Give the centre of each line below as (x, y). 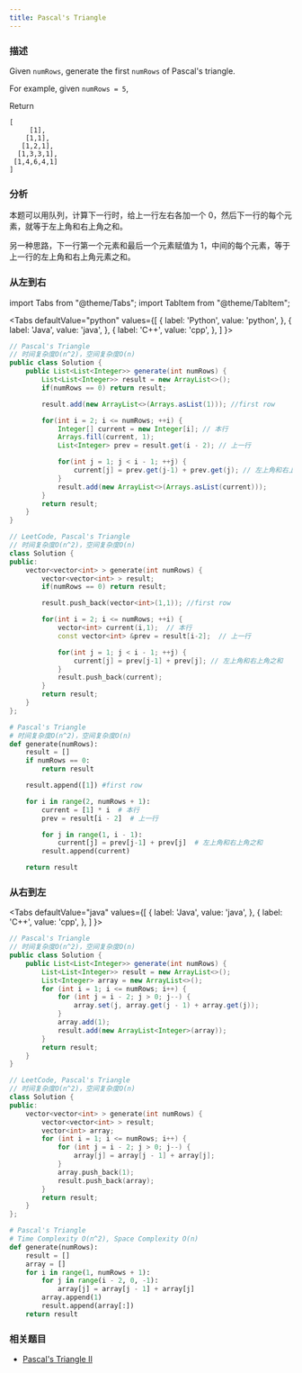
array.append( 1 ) (72, 1297)
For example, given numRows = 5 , (69, 88)
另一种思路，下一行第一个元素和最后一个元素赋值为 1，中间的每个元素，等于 (150, 246)
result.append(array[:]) (88, 1306)
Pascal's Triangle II (57, 1359)
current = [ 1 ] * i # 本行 (91, 810)
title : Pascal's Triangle (58, 18)
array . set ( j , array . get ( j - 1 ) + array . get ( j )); (166, 1006)
